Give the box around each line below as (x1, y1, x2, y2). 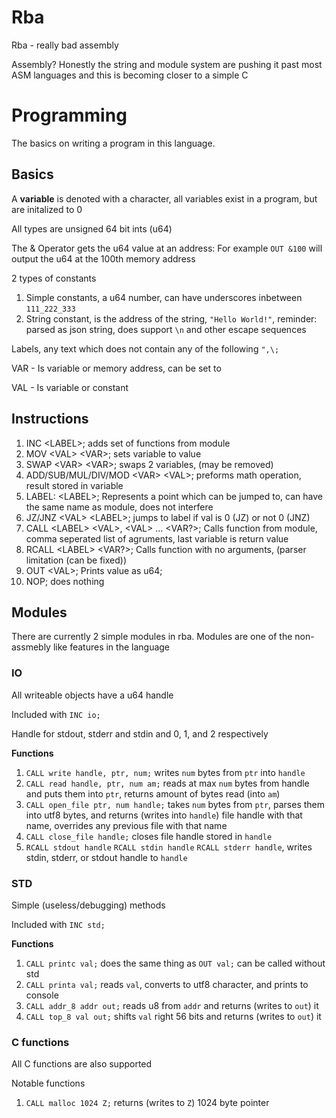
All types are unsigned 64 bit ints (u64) (11, 222, 173, 235)
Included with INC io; (11, 708, 101, 720)
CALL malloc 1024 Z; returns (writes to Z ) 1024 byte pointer (25, 1097, 270, 1109)
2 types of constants (11, 272, 97, 284)
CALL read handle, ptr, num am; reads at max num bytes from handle (25, 777, 310, 789)
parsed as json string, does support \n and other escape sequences (25, 323, 307, 335)
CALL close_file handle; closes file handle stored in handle (25, 830, 273, 842)
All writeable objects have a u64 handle (11, 689, 174, 701)
